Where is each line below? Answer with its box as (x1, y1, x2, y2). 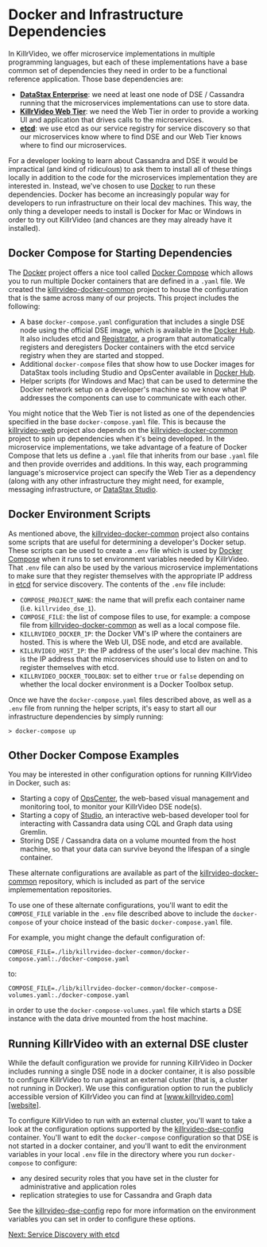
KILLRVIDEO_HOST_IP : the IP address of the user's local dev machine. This (19, 645, 258, 655)
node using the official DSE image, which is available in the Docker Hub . (19, 325, 256, 335)
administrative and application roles (19, 1182, 137, 1191)
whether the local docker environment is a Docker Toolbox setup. (19, 679, 234, 689)
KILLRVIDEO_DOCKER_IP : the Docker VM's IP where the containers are (19, 629, 242, 638)
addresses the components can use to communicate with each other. (19, 392, 247, 403)
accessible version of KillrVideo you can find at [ (8, 1092, 167, 1101)
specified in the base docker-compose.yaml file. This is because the (8, 416, 226, 427)
